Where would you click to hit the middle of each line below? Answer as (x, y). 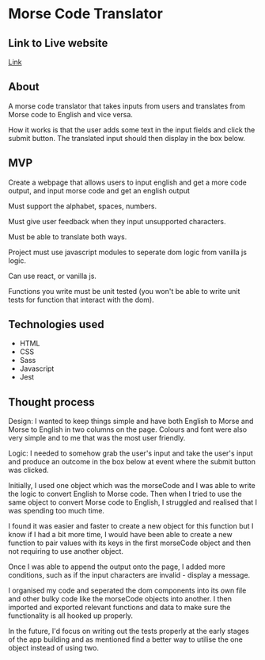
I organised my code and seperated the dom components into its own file (127, 590)
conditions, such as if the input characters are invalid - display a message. (129, 575)
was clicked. (28, 470)
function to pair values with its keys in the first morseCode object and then (130, 543)
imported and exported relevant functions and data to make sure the (119, 608)
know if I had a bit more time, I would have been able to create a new (120, 535)
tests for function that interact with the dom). (81, 299)
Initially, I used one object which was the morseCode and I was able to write (132, 486)
